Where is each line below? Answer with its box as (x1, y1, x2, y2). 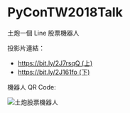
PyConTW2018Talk (7, 4, 123, 21)
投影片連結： (7, 43, 45, 52)
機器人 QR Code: (7, 82, 56, 91)
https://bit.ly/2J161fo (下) (17, 68, 90, 76)
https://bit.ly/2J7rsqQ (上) (17, 58, 93, 68)
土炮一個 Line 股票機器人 (7, 28, 80, 37)
